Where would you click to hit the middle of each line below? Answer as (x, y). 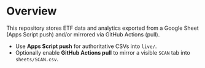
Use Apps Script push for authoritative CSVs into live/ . (86, 46)
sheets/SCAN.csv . (37, 59)
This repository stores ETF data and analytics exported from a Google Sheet (103, 28)
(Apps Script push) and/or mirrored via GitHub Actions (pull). (83, 34)
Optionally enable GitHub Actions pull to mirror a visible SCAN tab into (102, 52)
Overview (32, 11)
